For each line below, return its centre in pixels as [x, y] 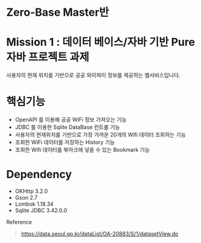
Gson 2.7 [26, 197]
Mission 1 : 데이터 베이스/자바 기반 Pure [101, 42]
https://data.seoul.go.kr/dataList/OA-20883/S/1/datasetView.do [100, 234]
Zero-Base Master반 [58, 12]
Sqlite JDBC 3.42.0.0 [41, 210]
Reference [19, 222]
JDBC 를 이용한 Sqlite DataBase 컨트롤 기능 [67, 127]
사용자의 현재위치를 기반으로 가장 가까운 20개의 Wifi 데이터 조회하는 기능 [100, 135]
